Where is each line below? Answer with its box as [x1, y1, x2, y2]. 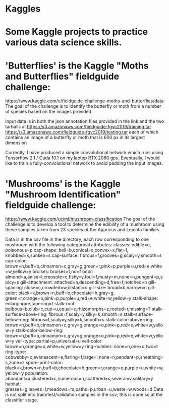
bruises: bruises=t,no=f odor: [32, 268, 93, 275]
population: [25, 370, 49, 376]
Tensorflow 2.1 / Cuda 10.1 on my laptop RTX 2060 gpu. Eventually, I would [5, 155, 160, 161]
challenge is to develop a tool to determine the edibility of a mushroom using [5, 221, 164, 227]
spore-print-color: [25, 360, 63, 366]
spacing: [5, 285, 24, 291]
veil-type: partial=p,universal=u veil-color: [15, 338, 103, 344]
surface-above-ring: [5, 311, 48, 317]
